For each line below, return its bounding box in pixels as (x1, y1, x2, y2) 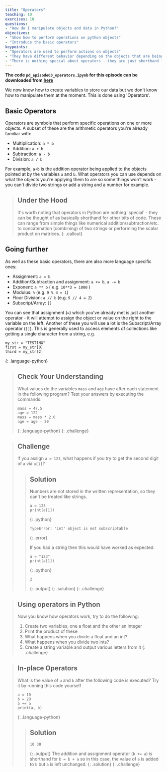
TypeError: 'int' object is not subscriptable (29, 526, 128, 531)
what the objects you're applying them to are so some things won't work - (5, 177, 157, 183)
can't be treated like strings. (29, 494, 87, 500)
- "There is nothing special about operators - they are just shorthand (5, 58, 159, 63)
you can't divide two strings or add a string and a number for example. (5, 182, 150, 188)
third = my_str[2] (5, 349, 43, 354)
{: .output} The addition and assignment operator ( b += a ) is (29, 751, 153, 757)
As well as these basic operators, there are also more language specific (5, 258, 152, 264)
